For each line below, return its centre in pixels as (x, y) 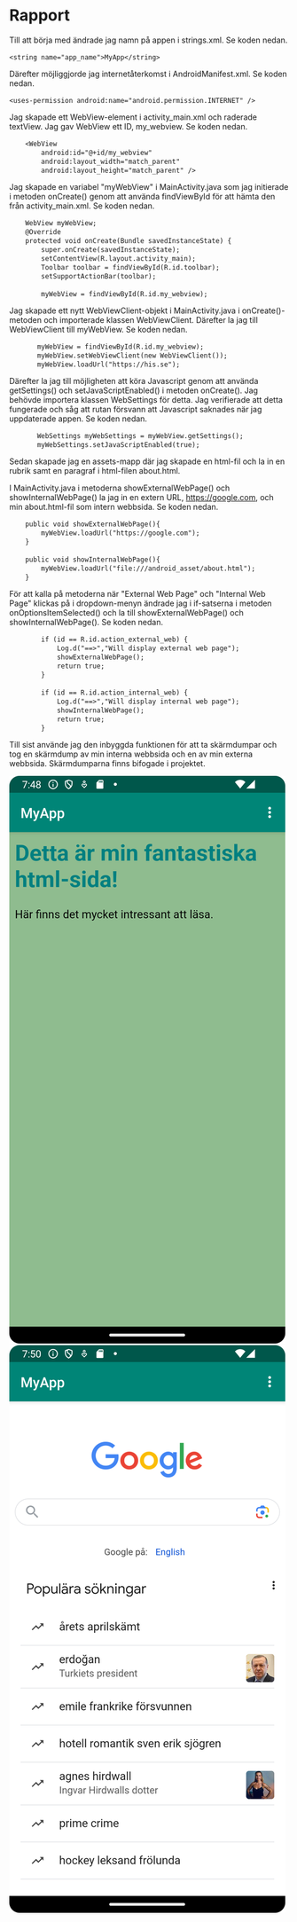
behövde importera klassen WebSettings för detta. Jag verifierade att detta (146, 399)
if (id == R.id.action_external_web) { (115, 639)
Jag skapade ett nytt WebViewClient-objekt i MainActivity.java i (125, 310)
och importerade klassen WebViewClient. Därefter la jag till (151, 319)
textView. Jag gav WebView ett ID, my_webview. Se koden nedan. (129, 126)
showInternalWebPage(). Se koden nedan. (86, 622)
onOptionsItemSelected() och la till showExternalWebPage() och (126, 612)
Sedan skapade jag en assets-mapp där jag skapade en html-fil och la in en (147, 461)
